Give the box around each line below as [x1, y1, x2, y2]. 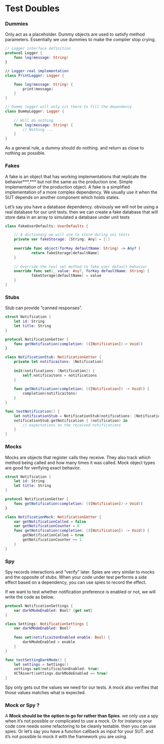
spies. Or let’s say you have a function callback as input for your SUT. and [5, 728, 154, 734]
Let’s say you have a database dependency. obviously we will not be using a [5, 204, 159, 210]
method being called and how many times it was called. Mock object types [5, 460, 155, 466]
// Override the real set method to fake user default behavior [14, 264, 147, 269]
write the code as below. [5, 594, 55, 600]
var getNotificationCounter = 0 [14, 524, 80, 529]
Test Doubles [5, 3, 60, 14]
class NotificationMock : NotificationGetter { [5, 514, 102, 519]
